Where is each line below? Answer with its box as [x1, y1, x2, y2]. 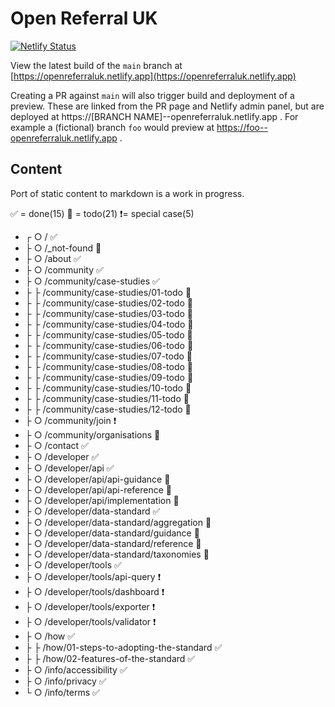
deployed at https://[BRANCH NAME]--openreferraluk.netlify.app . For [10, 110, 299, 122]
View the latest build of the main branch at [10, 59, 183, 71]
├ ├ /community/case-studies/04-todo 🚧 [24, 318, 194, 330]
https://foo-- [216, 121, 268, 133]
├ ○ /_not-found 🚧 [24, 242, 102, 254]
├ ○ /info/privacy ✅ [24, 675, 107, 687]
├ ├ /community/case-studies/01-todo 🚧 [24, 286, 192, 298]
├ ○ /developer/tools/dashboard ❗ [24, 585, 165, 597]
